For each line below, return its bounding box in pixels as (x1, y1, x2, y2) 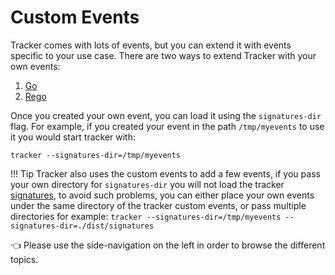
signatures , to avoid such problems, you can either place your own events (10, 189, 315, 201)
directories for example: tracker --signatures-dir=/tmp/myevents (10, 210, 282, 222)
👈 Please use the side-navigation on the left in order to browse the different (10, 239, 326, 251)
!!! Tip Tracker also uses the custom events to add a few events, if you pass (10, 167, 321, 180)
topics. (10, 253, 39, 265)
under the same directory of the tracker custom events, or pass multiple (10, 199, 307, 211)
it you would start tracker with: (10, 131, 136, 143)
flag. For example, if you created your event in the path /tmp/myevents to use (10, 120, 325, 132)
